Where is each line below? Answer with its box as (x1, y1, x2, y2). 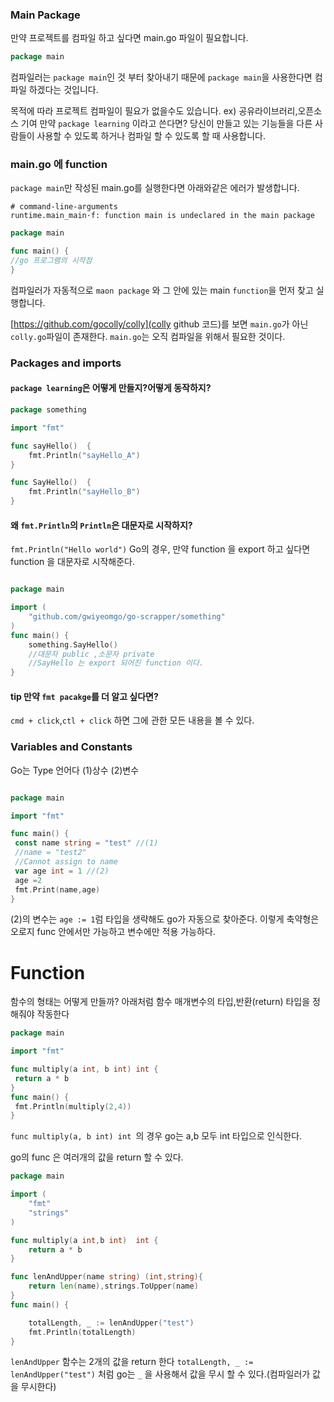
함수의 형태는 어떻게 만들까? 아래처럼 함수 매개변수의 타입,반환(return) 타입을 (10, 996, 311, 1008)
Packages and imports (10, 356, 122, 370)
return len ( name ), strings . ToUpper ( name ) (28, 1281, 199, 1292)
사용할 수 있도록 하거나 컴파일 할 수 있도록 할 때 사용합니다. (36, 130, 266, 142)
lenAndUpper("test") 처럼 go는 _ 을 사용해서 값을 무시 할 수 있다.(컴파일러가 (10, 1368, 311, 1380)
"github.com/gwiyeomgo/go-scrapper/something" (28, 612, 226, 622)
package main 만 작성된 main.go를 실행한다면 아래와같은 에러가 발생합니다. (10, 182, 300, 194)
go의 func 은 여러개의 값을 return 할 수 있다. (10, 1151, 184, 1163)
